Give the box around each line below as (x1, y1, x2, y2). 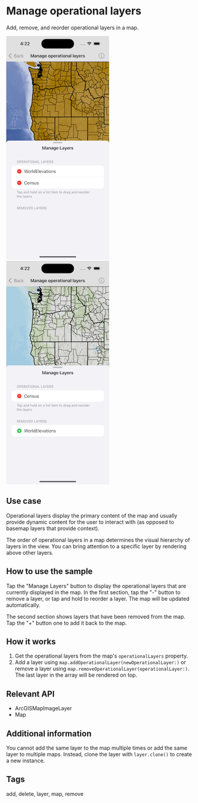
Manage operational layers (6, 4, 142, 18)
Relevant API (6, 689, 55, 699)
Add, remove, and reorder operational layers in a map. (6, 24, 139, 31)
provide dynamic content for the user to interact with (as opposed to (6, 518, 174, 525)
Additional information (6, 728, 92, 738)
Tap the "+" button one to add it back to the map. (6, 619, 127, 626)
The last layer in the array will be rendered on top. (14, 671, 138, 679)
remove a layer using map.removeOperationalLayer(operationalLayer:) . (14, 665, 190, 673)
